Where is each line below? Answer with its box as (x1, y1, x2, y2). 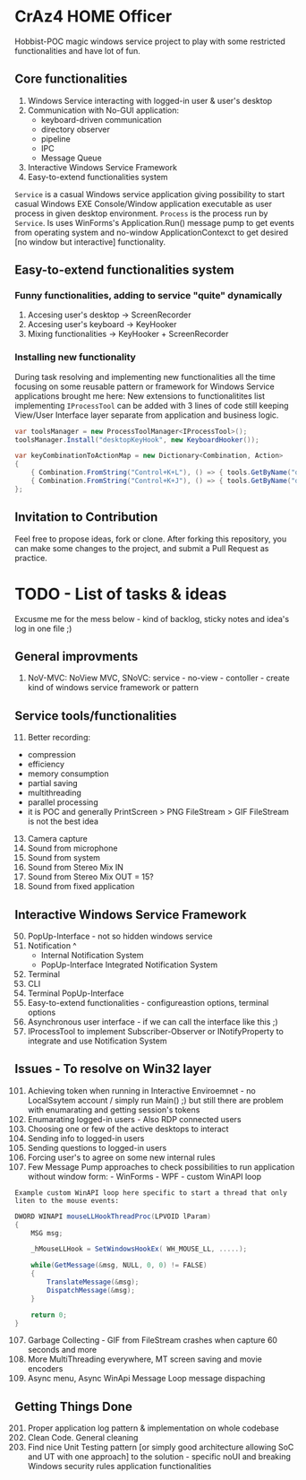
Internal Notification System (40, 950, 144, 961)
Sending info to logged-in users (27, 1132, 145, 1144)
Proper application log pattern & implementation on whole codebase (27, 1423, 280, 1433)
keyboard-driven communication (40, 114, 162, 125)
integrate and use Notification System (27, 1035, 167, 1046)
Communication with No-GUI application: (27, 105, 180, 116)
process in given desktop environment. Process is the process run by (14, 208, 268, 219)
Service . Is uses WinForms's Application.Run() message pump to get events (14, 217, 294, 228)
